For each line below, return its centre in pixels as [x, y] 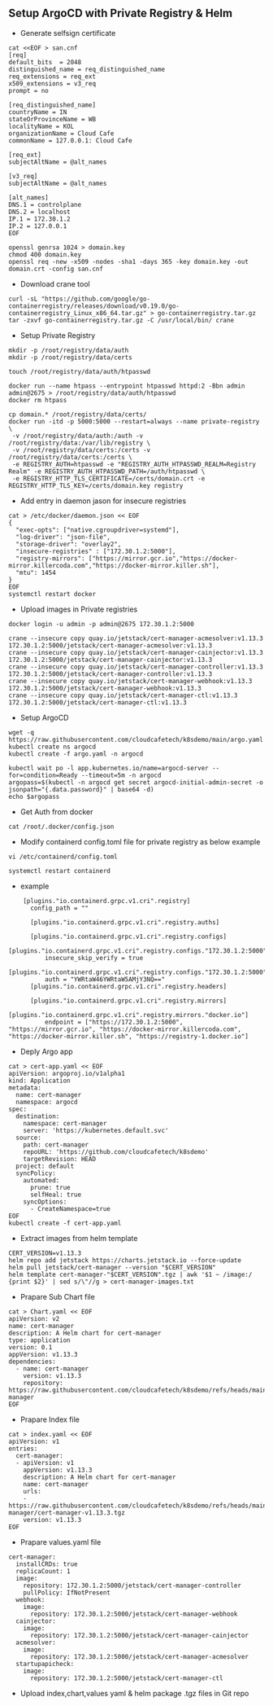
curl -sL [23, 299]
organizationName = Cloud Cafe [61, 134]
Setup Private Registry [58, 335]
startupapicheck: [45, 1664]
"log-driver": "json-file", [63, 537]
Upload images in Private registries [79, 609]
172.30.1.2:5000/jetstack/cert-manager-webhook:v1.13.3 [105, 688]
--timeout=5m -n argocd [121, 775]
